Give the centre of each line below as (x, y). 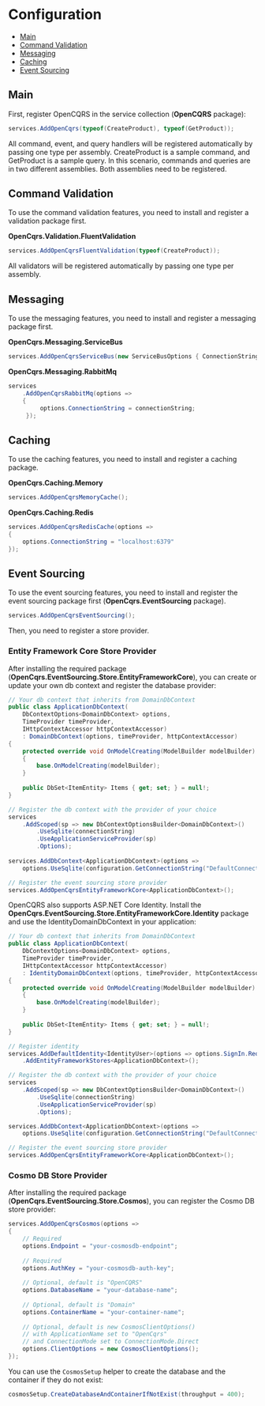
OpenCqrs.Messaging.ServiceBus (66, 342)
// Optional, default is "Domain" (79, 1305)
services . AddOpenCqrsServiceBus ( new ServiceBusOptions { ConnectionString (134, 357)
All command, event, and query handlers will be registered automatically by (131, 143)
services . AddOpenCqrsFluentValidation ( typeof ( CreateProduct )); (114, 251)
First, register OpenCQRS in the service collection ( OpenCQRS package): (127, 114)
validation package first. (47, 221)
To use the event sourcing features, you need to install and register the (123, 593)
